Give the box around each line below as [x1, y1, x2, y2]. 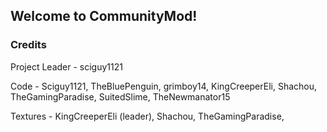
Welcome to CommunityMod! [10, 8, 198, 25]
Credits [10, 38, 47, 52]
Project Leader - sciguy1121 [10, 60, 123, 73]
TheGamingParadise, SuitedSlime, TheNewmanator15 [10, 90, 231, 103]
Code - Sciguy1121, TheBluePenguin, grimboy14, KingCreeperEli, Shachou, [10, 80, 318, 92]
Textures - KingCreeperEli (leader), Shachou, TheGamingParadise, [10, 110, 285, 122]
